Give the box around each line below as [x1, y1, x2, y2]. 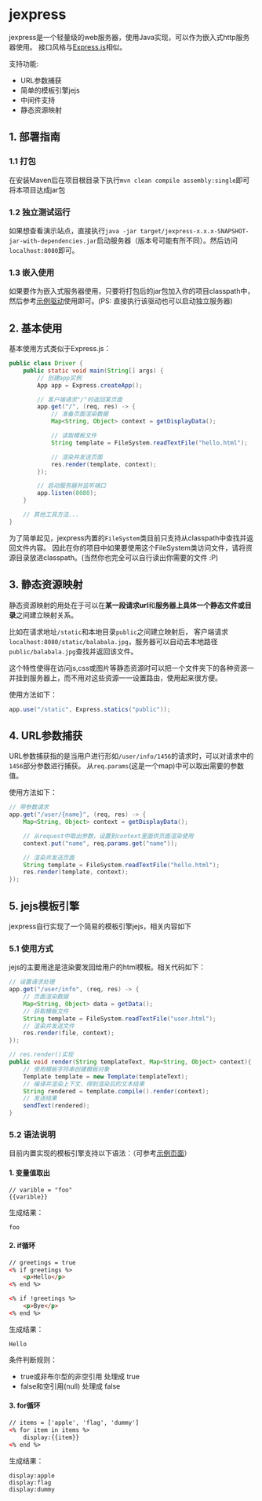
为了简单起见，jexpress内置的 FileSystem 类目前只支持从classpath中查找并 [9, 533, 247, 543]
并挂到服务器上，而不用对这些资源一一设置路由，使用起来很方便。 [9, 673, 222, 683]
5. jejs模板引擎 [9, 899, 80, 913]
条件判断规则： [9, 1355, 57, 1364]
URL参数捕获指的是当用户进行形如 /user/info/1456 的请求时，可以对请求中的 [9, 752, 254, 761]
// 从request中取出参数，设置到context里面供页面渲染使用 [23, 832, 195, 840]
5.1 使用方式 [9, 943, 54, 954]
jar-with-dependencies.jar [9, 237, 97, 245]
